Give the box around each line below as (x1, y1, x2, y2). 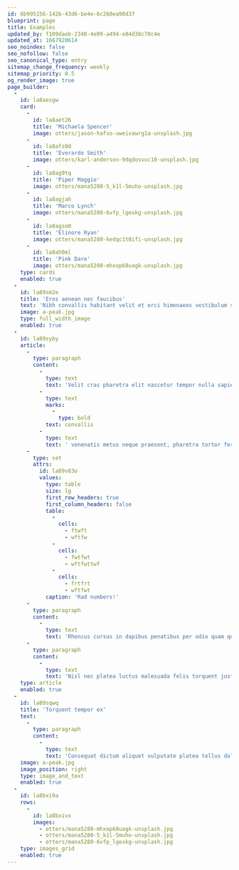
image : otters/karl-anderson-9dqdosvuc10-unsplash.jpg (33, 156, 199, 164)
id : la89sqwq (20, 699, 59, 706)
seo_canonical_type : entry (7, 57, 87, 64)
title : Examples (7, 24, 55, 31)
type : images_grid (20, 845, 75, 852)
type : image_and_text (20, 772, 84, 780)
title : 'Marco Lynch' (33, 202, 97, 210)
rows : (20, 799, 37, 806)
